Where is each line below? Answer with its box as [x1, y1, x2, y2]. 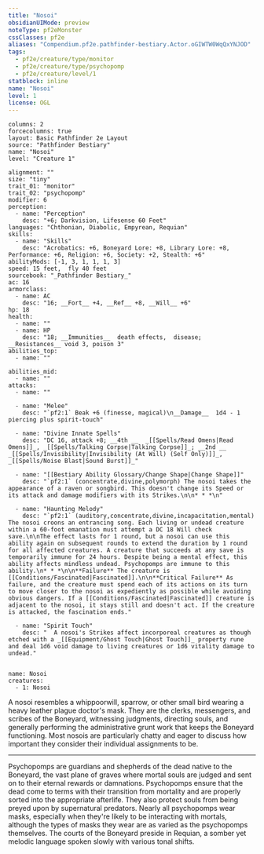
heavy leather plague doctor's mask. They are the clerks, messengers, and [8, 706, 251, 715]
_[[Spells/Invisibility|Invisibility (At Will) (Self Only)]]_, [8, 451, 223, 458]
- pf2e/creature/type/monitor [15, 56, 114, 64]
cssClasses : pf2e [8, 33, 65, 42]
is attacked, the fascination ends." [8, 608, 132, 616]
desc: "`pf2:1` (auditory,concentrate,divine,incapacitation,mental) [22, 512, 255, 520]
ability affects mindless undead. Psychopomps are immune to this [8, 560, 230, 568]
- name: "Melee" [15, 402, 68, 411]
